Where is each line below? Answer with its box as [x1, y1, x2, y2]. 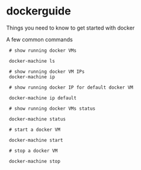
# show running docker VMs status [8, 105, 96, 112]
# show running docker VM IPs [8, 68, 85, 75]
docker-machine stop [8, 158, 61, 164]
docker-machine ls [8, 58, 55, 64]
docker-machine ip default [8, 95, 77, 101]
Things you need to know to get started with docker [6, 24, 135, 31]
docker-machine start [8, 137, 63, 143]
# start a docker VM [8, 127, 61, 133]
